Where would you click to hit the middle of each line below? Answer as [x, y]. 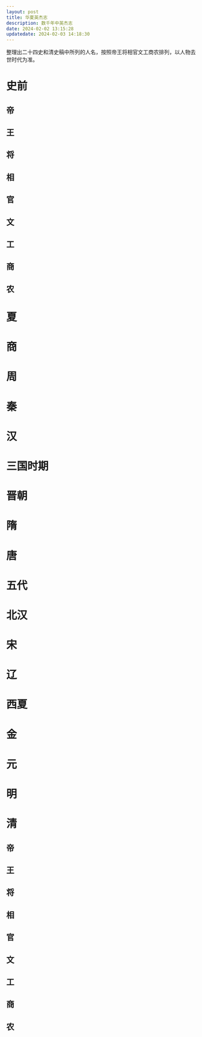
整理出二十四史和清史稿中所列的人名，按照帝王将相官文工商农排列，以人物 [98, 52]
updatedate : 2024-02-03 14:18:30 [48, 34]
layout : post [23, 12]
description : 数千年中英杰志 [40, 23]
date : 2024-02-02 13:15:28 [40, 29]
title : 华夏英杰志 [27, 17]
